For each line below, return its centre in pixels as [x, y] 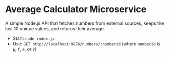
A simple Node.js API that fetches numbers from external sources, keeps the [85, 23]
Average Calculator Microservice [76, 9]
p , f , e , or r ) [24, 49]
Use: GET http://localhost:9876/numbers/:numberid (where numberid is [86, 43]
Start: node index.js [34, 38]
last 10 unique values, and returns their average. [55, 28]
